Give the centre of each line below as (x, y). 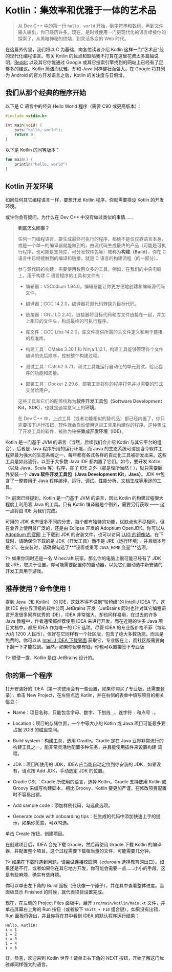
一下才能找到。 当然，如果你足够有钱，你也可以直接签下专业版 (79, 647)
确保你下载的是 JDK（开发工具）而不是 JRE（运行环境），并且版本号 (94, 541)
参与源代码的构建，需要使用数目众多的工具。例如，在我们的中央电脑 (90, 269)
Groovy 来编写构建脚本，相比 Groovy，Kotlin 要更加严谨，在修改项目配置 (90, 788)
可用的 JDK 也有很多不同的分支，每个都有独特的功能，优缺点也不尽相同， (83, 522)
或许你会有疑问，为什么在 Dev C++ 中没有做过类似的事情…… (69, 217)
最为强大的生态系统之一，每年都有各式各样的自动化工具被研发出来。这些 (90, 455)
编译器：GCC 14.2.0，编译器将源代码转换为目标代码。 (82, 304)
